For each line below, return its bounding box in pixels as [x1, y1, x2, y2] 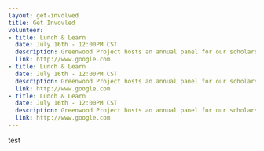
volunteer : [8, 26, 44, 34]
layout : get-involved [8, 11, 79, 20]
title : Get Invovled [8, 19, 76, 27]
